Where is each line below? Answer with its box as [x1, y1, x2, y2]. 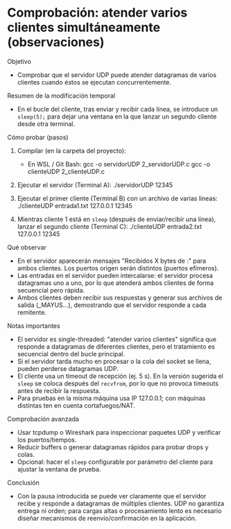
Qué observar [7, 243, 47, 251]
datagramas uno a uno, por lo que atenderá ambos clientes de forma [17, 279, 214, 287]
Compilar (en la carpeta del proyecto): [17, 146, 126, 155]
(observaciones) [7, 35, 105, 50]
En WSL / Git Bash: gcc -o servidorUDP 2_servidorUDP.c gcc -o [27, 159, 210, 168]
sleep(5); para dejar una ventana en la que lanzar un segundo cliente [17, 112, 217, 121]
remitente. [17, 308, 47, 316]
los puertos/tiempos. [17, 435, 77, 444]
